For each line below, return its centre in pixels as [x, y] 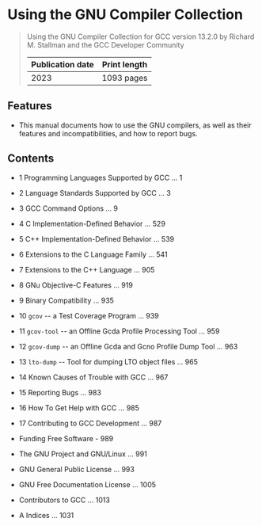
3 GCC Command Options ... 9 [68, 208]
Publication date [62, 64]
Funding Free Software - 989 [66, 438]
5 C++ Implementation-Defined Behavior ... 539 [97, 238]
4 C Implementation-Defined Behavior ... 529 [92, 223]
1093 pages [125, 78]
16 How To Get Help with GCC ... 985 [79, 408]
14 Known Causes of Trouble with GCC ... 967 [93, 377]
